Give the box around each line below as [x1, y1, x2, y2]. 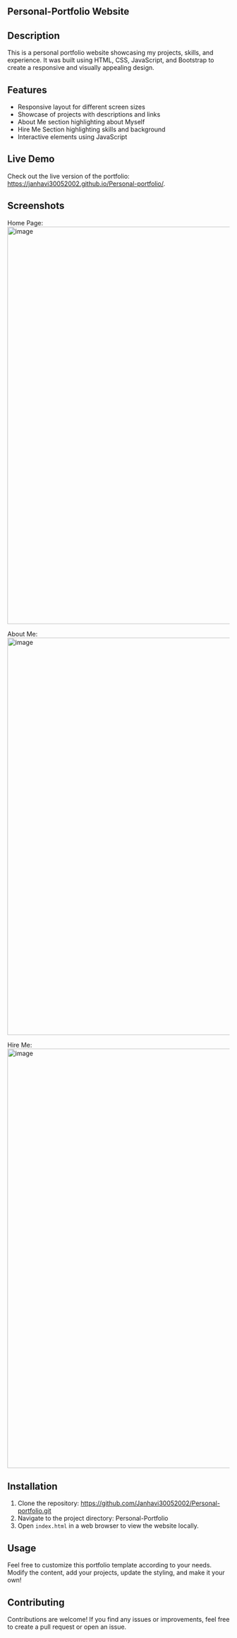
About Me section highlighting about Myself [17, 118, 145, 126]
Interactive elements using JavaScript [17, 133, 128, 141]
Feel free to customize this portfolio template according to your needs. [7, 1561, 212, 1569]
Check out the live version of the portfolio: [7, 172, 130, 180]
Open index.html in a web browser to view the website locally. [17, 1521, 199, 1530]
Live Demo [7, 153, 55, 165]
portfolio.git [17, 1507, 51, 1515]
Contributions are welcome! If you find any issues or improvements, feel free [7, 1615, 230, 1624]
